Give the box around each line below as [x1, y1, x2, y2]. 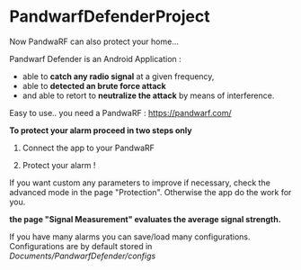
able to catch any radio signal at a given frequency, [22, 70, 215, 82]
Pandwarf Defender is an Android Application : [9, 53, 181, 64]
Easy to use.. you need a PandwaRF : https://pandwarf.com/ [9, 107, 232, 118]
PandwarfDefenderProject [9, 6, 210, 27]
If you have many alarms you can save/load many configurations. [9, 231, 251, 242]
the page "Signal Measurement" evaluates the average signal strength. [9, 213, 281, 224]
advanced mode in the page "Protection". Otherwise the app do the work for [9, 186, 292, 197]
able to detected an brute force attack [22, 80, 166, 91]
